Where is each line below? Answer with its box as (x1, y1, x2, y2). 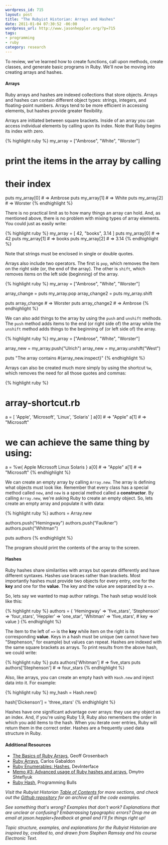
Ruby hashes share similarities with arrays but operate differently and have (5, 567, 159, 573)
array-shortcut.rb (5, 397, 80, 409)
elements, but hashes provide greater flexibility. (5, 107, 104, 113)
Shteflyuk (12, 774, 33, 780)
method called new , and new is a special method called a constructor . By (5, 489, 154, 495)
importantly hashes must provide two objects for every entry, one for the (5, 578, 155, 584)
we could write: (5, 650, 37, 656)
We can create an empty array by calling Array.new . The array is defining (5, 479, 155, 485)
